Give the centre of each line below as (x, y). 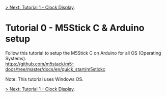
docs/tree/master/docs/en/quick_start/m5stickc (55, 69)
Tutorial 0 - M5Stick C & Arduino (75, 28)
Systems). (16, 58)
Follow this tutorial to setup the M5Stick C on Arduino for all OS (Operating (83, 53)
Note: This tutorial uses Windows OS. (45, 79)
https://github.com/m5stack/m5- (40, 64)
